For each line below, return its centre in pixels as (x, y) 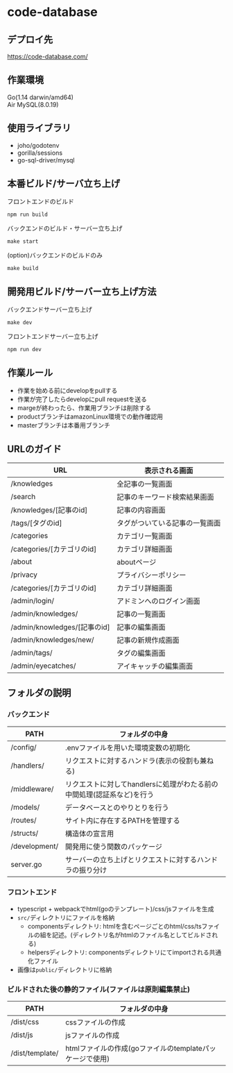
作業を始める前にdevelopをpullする (67, 391)
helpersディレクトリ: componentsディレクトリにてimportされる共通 (124, 952)
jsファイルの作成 (93, 1036)
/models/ (25, 807)
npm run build (28, 215)
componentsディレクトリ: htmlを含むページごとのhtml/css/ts (115, 926)
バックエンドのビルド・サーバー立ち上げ (65, 228)
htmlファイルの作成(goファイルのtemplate (134, 1049)
